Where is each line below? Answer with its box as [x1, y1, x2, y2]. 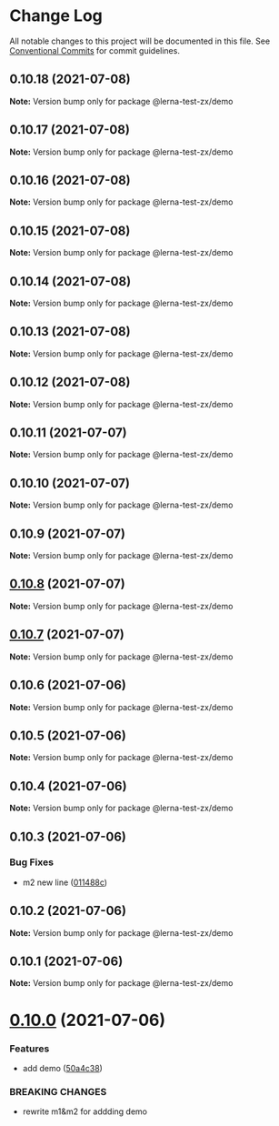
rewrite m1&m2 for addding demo [22, 1106, 148, 1117]
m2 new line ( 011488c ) [22, 877, 107, 888]
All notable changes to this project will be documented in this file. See [9, 35, 271, 46]
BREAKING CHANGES [9, 1085, 107, 1098]
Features [9, 1042, 50, 1055]
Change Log [9, 5, 103, 26]
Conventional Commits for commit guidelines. [9, 45, 180, 55]
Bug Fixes [9, 856, 55, 869]
